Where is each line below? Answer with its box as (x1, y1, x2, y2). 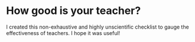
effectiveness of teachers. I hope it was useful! (6, 29, 121, 36)
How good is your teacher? (6, 4, 141, 17)
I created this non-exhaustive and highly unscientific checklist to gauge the (6, 23, 189, 30)
